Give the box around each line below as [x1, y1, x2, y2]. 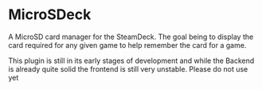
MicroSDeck [8, 6, 92, 24]
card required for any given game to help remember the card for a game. [8, 40, 247, 49]
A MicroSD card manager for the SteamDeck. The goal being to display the [8, 32, 254, 41]
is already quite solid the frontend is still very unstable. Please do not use [8, 64, 248, 73]
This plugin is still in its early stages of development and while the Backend [8, 56, 255, 65]
